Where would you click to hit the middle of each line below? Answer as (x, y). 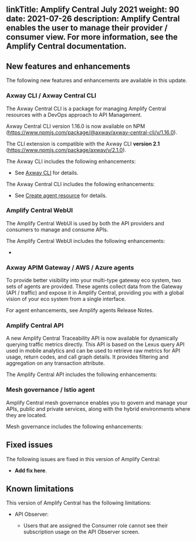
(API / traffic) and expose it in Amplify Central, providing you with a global (95, 293)
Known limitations (40, 488)
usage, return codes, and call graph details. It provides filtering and (87, 357)
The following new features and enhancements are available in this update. (97, 80)
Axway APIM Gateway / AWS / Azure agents (70, 268)
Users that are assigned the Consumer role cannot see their (96, 526)
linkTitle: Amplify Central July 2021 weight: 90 (93, 10)
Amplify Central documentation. (66, 46)
